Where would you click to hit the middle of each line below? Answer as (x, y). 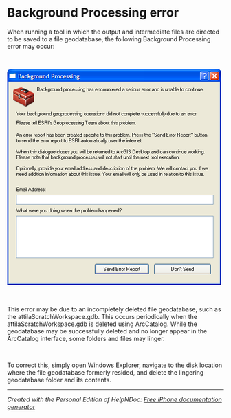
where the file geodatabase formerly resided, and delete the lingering (106, 372)
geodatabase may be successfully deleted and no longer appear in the (107, 331)
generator (21, 406)
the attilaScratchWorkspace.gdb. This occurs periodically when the (102, 316)
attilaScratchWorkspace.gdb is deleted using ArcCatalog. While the (102, 324)
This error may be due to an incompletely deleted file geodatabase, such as (114, 309)
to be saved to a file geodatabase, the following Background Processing (109, 38)
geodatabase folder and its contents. (59, 379)
